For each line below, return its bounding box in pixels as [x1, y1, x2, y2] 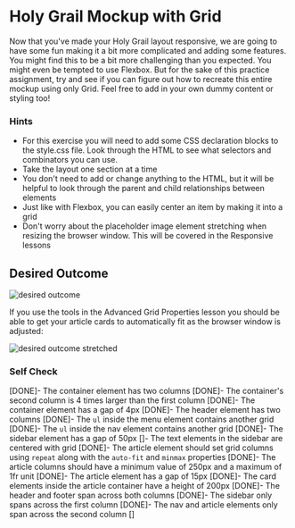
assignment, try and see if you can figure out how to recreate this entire [9, 73, 273, 84]
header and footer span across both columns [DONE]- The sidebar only [9, 490, 273, 501]
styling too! [9, 92, 51, 104]
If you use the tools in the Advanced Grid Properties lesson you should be [9, 306, 281, 318]
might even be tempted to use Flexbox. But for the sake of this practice [9, 64, 270, 75]
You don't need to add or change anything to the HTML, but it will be [21, 173, 275, 184]
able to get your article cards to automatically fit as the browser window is [9, 316, 281, 327]
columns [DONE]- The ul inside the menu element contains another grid [9, 414, 275, 425]
